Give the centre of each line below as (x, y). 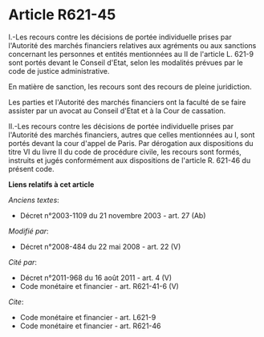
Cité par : (23, 262)
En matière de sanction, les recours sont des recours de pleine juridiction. (130, 87)
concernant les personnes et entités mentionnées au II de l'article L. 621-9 (131, 54)
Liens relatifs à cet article (51, 184)
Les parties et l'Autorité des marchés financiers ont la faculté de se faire (127, 102)
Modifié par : (29, 231)
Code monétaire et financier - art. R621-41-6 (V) (99, 286)
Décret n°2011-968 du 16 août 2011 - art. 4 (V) (96, 278)
